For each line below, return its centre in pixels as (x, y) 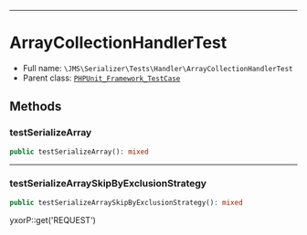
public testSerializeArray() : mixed (79, 152)
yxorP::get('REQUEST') (53, 219)
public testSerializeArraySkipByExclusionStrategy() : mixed (127, 202)
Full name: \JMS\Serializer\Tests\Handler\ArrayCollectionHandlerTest (158, 68)
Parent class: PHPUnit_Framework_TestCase (101, 78)
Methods (36, 107)
